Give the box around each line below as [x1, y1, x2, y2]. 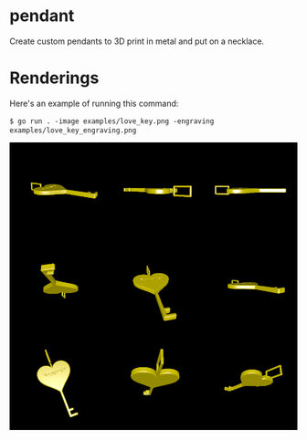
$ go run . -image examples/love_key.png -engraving [9, 116, 215, 126]
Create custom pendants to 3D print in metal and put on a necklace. [9, 36, 265, 47]
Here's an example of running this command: [9, 98, 179, 109]
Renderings [9, 68, 100, 89]
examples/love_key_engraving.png [9, 125, 137, 135]
